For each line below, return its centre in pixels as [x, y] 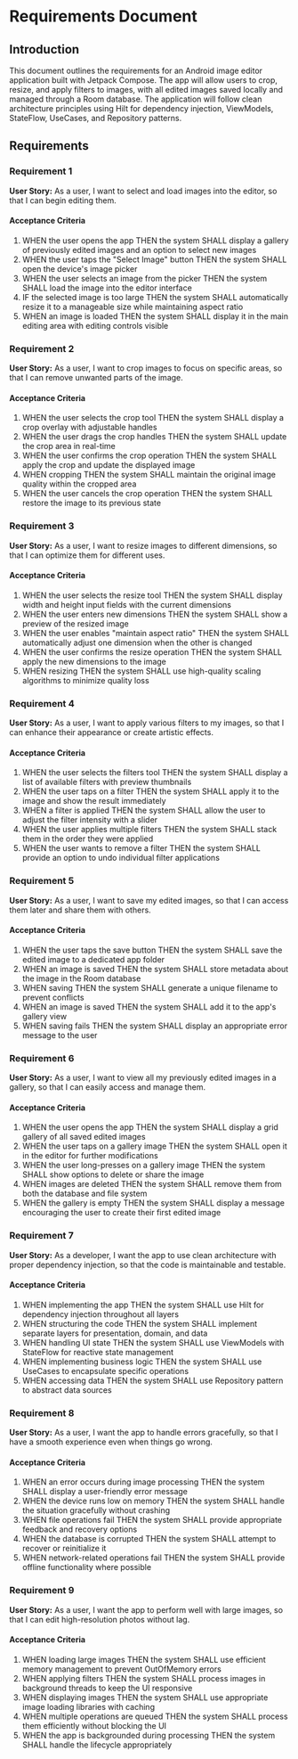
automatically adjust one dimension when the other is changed [137, 642]
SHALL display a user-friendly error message [105, 1492]
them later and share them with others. [80, 910]
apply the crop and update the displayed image [109, 465]
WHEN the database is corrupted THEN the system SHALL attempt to [149, 1539]
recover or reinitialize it [64, 1549]
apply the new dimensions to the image [94, 661]
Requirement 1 [41, 171]
